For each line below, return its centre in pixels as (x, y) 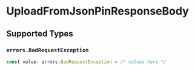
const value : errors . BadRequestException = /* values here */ (86, 62)
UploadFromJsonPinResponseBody (97, 11)
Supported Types (40, 34)
